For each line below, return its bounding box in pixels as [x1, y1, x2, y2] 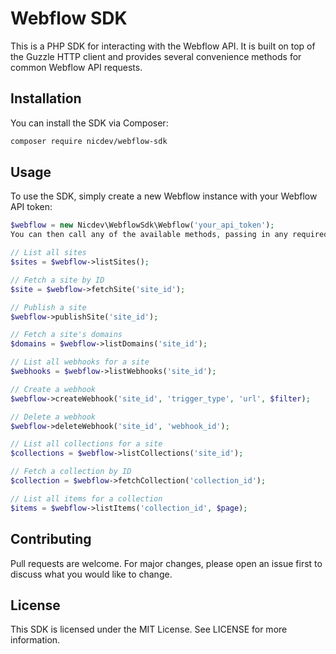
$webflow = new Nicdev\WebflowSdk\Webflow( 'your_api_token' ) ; [10, 220, 275, 231]
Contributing [10, 531, 92, 548]
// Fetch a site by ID [10, 275, 105, 285]
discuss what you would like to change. [10, 568, 173, 580]
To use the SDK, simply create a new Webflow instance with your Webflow [10, 190, 318, 202]
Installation [10, 90, 82, 107]
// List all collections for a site [10, 439, 163, 449]
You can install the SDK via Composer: [10, 117, 169, 129]
